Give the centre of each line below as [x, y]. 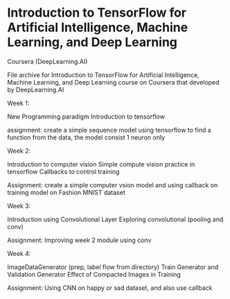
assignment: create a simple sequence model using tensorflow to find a [109, 130]
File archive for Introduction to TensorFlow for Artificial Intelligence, [103, 75]
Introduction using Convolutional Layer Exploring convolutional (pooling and [115, 219]
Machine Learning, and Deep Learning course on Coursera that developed [113, 82]
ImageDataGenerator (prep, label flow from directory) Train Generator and [113, 267]
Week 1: [18, 103]
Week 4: [19, 253]
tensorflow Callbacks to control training [63, 171]
